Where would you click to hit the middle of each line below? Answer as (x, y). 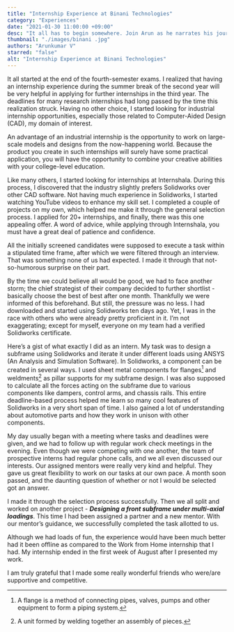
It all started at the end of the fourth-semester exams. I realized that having (115, 79)
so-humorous (27, 267)
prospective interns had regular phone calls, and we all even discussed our (115, 458)
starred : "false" (32, 53)
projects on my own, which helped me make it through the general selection (116, 209)
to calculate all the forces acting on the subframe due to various (99, 386)
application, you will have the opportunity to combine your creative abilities (115, 159)
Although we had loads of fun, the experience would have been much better (117, 537)
